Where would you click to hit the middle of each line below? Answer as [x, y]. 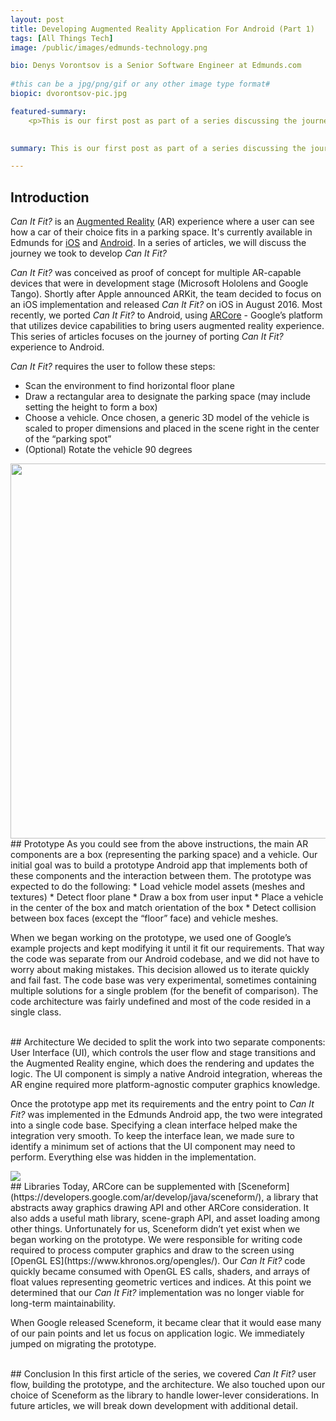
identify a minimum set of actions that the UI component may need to [153, 1147]
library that [296, 1197]
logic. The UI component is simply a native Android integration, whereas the [166, 1074]
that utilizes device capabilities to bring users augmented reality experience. [167, 326]
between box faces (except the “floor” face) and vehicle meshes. [144, 918]
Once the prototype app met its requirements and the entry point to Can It [162, 1104]
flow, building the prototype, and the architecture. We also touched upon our [168, 1385]
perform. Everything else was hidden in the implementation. [133, 1157]
